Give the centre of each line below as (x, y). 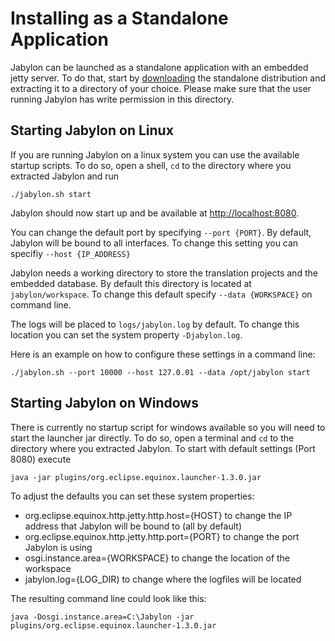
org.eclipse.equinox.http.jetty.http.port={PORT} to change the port (162, 536)
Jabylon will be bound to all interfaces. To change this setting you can (154, 243)
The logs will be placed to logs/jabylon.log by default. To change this (155, 324)
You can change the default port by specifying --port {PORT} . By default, (161, 232)
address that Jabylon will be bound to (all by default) (133, 526)
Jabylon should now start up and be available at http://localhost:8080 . (155, 213)
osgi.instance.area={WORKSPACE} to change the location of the (157, 558)
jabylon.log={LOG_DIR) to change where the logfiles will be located (163, 579)
